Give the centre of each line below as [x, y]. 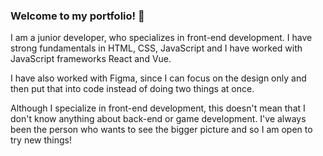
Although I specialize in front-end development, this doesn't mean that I [158, 108]
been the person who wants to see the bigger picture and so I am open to [161, 130]
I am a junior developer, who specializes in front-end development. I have [161, 38]
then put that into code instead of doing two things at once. [132, 89]
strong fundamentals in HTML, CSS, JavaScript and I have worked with [156, 48]
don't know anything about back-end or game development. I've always [158, 119]
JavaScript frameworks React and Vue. [91, 59]
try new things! [41, 140]
